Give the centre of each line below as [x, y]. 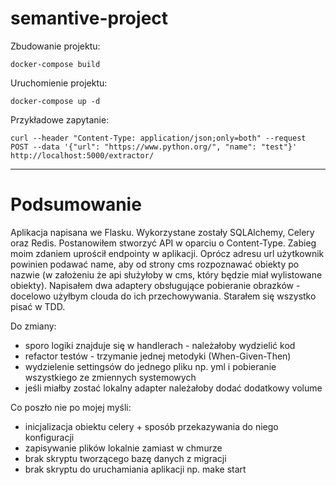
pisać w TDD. [38, 306]
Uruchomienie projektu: [59, 83]
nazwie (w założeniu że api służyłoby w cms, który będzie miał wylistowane [166, 274]
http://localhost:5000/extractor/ [82, 155]
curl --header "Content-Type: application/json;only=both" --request [158, 138]
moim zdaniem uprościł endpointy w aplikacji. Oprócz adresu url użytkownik [167, 253]
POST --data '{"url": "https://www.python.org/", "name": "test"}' [154, 147]
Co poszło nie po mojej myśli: [71, 407]
